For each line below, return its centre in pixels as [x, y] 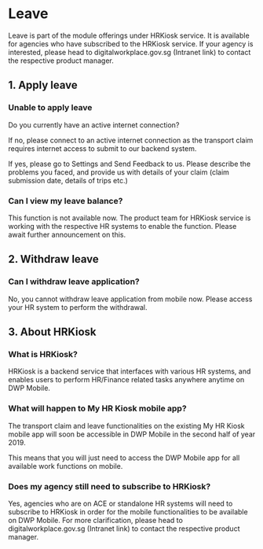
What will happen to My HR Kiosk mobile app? [97, 408]
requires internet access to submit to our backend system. [102, 148]
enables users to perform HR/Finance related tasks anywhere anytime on [126, 380]
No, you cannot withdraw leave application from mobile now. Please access [130, 299]
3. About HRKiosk [52, 332]
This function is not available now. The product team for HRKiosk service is [130, 218]
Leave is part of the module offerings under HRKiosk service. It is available [129, 35]
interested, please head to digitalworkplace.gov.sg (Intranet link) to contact [130, 52]
